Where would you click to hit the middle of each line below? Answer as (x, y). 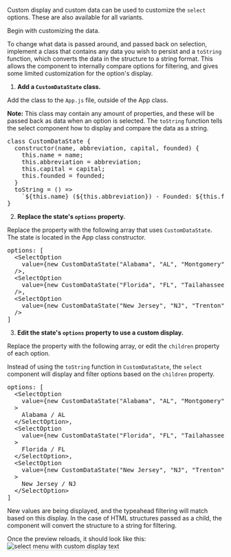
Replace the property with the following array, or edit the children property (113, 346)
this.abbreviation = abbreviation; (81, 162)
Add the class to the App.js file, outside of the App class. (88, 100)
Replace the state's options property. (71, 216)
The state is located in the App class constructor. (77, 237)
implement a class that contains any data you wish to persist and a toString (114, 51)
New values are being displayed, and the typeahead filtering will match (108, 511)
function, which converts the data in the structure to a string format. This (110, 59)
